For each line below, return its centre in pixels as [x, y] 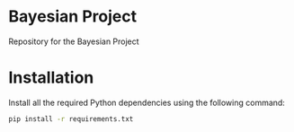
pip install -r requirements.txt [71, 119]
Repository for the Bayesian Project [74, 41]
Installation [51, 78]
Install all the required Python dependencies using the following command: [147, 102]
